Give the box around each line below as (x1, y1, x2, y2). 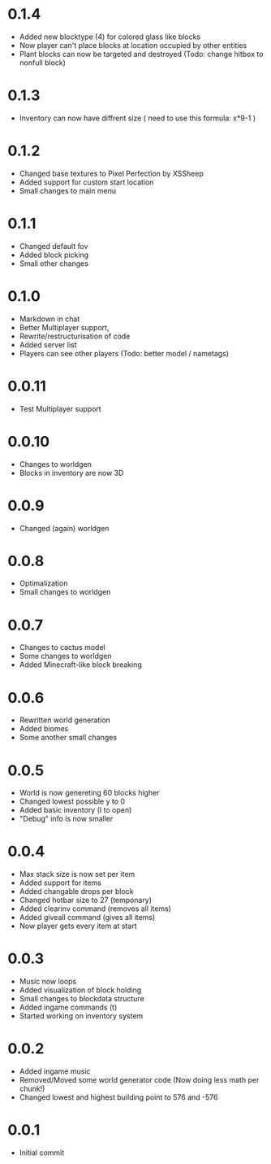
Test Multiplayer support (19, 403, 102, 413)
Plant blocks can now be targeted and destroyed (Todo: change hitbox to (19, 49, 264, 59)
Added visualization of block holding (19, 985, 142, 995)
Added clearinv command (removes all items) (19, 904, 172, 913)
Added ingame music (19, 1066, 91, 1076)
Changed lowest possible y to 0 (19, 796, 126, 806)
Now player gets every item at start (19, 921, 137, 931)
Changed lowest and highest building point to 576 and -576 (19, 1092, 218, 1102)
